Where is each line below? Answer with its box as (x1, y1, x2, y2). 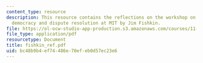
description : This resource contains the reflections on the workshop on (6, 14, 196, 20)
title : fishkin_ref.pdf (6, 43, 66, 49)
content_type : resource (6, 8, 66, 15)
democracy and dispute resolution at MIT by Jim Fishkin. (11, 20, 161, 26)
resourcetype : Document (6, 37, 66, 43)
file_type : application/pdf (6, 31, 77, 37)
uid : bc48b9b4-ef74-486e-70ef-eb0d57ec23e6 (6, 48, 118, 54)
